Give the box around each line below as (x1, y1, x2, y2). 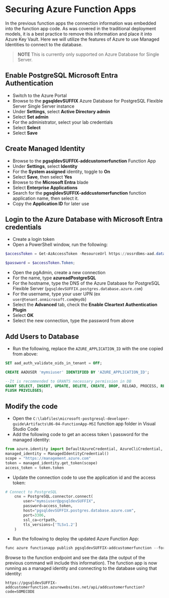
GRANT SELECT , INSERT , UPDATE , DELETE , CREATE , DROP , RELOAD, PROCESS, (5, 383, 158, 388)
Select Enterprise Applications (12, 185, 78, 191)
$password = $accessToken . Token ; (5, 261, 75, 266)
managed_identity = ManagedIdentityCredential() (5, 451, 109, 456)
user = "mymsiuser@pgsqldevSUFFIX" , (23, 499, 96, 504)
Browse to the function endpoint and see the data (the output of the (5, 555, 145, 561)
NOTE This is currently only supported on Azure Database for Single (17, 51, 159, 57)
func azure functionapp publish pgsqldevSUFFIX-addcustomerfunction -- (5, 546, 158, 551)
